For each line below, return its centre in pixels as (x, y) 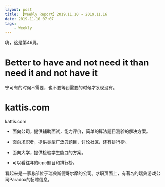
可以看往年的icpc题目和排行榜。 (45, 163)
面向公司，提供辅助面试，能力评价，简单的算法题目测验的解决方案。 (81, 131)
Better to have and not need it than (77, 63)
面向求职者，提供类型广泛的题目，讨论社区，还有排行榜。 (70, 142)
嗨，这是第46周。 (23, 43)
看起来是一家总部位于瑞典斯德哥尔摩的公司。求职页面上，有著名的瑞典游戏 (81, 173)
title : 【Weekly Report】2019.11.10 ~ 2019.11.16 (56, 14)
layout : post (18, 10)
